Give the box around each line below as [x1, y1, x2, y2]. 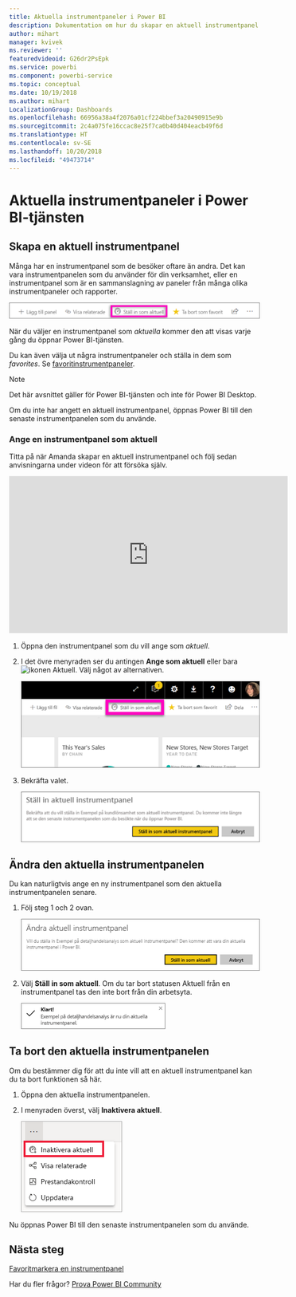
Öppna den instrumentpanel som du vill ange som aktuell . [20, 641, 210, 651]
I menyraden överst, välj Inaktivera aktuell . [20, 1105, 162, 1114]
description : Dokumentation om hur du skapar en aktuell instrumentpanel [9, 21, 259, 30]
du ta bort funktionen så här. [9, 1074, 103, 1084]
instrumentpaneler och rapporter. [9, 286, 119, 296]
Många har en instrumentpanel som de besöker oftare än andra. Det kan [9, 261, 246, 270]
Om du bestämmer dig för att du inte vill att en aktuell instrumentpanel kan [9, 1066, 253, 1075]
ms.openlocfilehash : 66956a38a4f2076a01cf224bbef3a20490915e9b [9, 114, 224, 122]
